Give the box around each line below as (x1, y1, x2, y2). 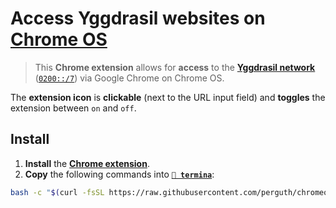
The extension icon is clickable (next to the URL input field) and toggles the (10, 91, 326, 103)
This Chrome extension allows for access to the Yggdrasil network (34, 61, 316, 73)
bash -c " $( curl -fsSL (10, 187, 105, 197)
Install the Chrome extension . (24, 157, 150, 169)
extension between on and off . (10, 102, 137, 114)
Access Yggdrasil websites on (10, 7, 266, 30)
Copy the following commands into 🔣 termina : (24, 168, 215, 180)
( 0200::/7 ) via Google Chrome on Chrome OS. (34, 72, 225, 84)
